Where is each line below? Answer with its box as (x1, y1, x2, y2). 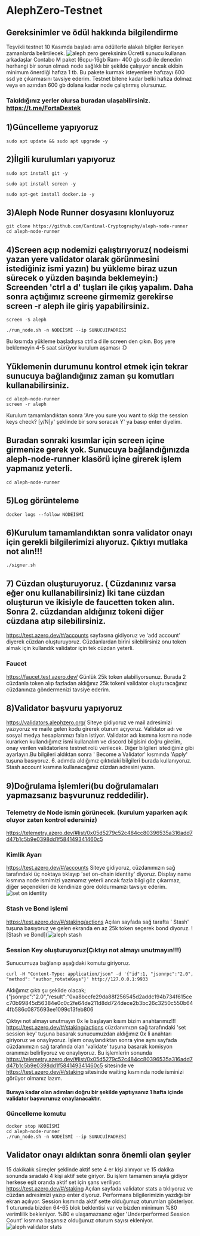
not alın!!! (6, 546, 43, 557)
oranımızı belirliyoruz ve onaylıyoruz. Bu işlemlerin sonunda (6, 1049, 152, 1056)
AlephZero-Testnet (6, 4, 103, 17)
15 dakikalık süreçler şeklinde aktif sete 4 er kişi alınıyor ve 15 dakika (6, 1165, 174, 1173)
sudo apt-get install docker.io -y (6, 191, 95, 198)
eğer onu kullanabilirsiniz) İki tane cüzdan (6, 588, 165, 598)
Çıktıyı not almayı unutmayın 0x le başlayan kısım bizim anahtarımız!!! (6, 1017, 176, 1024)
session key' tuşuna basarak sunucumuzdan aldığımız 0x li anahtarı (6, 1030, 172, 1037)
